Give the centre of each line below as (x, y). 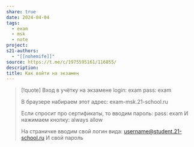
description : (23, 67)
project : (17, 46)
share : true (21, 12)
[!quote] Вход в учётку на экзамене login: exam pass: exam (96, 90)
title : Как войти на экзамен (43, 73)
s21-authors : (23, 51)
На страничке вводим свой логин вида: (72, 131)
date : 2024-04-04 (28, 17)
